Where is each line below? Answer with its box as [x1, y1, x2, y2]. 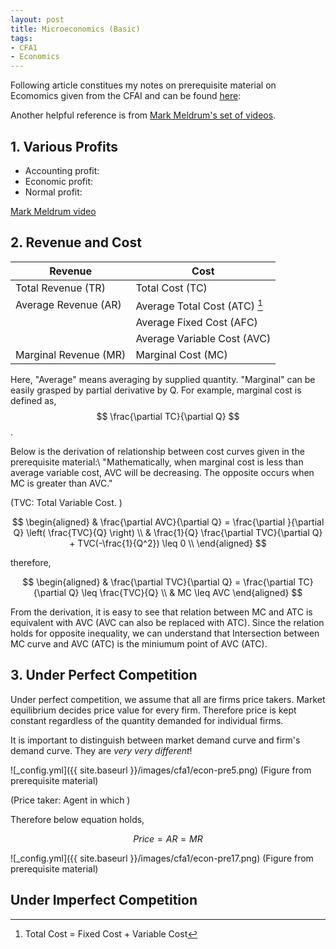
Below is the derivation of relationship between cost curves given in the [10, 446, 305, 458]
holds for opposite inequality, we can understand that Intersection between [10, 627, 320, 640]
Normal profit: [24, 186, 83, 198]
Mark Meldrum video [10, 205, 97, 217]
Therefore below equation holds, [10, 813, 145, 825]
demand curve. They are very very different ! [10, 744, 193, 756]
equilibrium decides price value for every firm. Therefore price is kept [10, 704, 297, 716]
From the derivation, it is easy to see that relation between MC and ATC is [10, 606, 313, 618]
